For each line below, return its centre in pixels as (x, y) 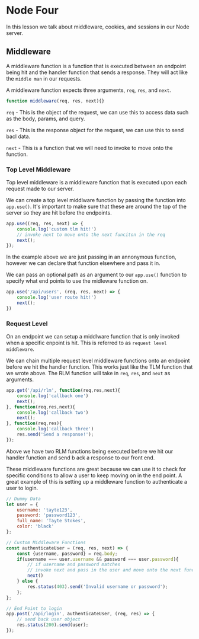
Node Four (33, 10)
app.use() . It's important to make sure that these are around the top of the (97, 206)
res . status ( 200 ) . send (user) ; (53, 625)
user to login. (22, 488)
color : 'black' (36, 526)
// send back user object (49, 619)
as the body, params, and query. (46, 119)
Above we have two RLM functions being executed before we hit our (90, 451)
